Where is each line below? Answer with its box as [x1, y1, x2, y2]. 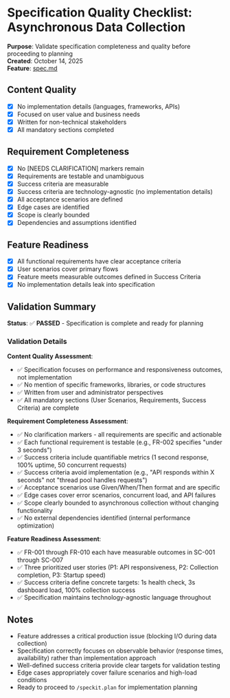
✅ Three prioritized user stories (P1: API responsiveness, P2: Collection [16, 563, 218, 571]
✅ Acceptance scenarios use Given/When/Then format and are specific [16, 483, 220, 492]
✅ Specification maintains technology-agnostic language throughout [16, 593, 211, 602]
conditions [16, 676, 47, 684]
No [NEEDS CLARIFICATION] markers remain [16, 164, 145, 173]
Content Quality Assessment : [7, 352, 93, 360]
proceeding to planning [7, 50, 73, 58]
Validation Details [7, 337, 67, 347]
